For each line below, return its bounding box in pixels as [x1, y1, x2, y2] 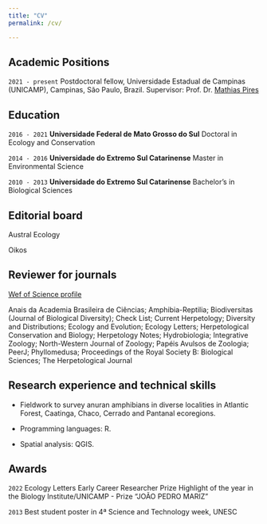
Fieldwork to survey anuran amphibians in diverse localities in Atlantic [19, 400, 249, 409]
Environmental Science [8, 162, 84, 171]
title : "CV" [8, 11, 48, 20]
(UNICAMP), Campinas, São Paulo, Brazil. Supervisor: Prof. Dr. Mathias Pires [8, 85, 259, 95]
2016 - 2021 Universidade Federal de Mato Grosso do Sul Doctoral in [8, 129, 238, 139]
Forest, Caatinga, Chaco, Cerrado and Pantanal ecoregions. [19, 408, 216, 418]
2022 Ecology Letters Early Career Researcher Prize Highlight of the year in [8, 483, 253, 493]
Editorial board [8, 209, 84, 222]
